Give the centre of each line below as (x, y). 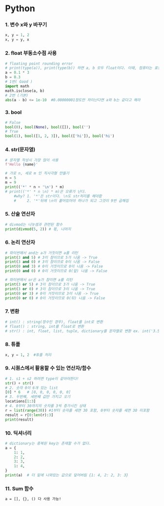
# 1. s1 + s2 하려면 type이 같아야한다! (42, 379)
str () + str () (20, 383)
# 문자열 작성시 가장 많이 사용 (32, 160)
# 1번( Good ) (19, 82)
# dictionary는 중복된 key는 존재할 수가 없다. (48, 443)
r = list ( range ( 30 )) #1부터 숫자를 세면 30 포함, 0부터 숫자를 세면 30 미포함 (77, 410)
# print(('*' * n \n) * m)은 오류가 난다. (46, 191)
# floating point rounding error (39, 63)
